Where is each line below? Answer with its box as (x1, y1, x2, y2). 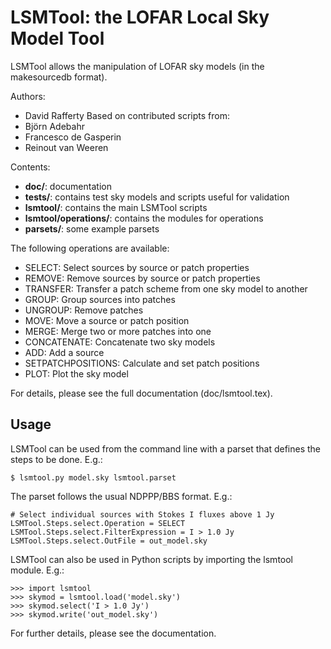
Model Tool (10, 27, 105, 50)
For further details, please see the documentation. (10, 627, 217, 639)
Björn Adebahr (24, 120, 85, 132)
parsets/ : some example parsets (24, 222, 160, 235)
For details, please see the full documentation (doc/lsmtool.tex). (10, 387, 273, 399)
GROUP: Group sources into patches (24, 293, 176, 305)
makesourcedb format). (10, 71, 108, 83)
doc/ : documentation (24, 180, 112, 192)
